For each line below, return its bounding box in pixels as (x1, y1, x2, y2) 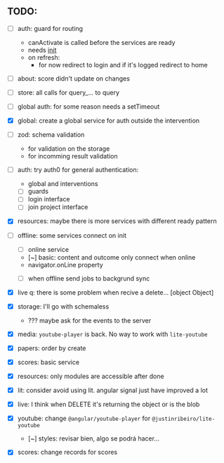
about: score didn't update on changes (17, 74, 130, 83)
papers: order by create (17, 344, 86, 352)
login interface (27, 195, 70, 203)
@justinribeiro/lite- (152, 415, 216, 423)
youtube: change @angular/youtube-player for (17, 414, 151, 423)
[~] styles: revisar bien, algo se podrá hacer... (27, 434, 160, 443)
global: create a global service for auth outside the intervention (17, 116, 200, 125)
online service (27, 245, 69, 253)
